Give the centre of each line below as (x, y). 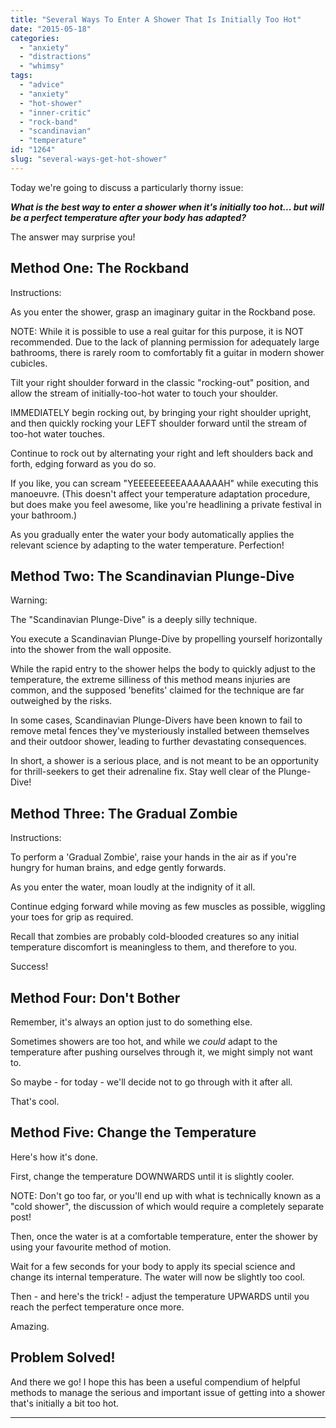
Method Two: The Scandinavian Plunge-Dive (152, 576)
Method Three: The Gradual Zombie (124, 813)
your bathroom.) (44, 515)
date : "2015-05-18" (51, 29)
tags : (21, 76)
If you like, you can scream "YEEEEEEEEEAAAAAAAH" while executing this (164, 483)
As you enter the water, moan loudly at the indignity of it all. (133, 887)
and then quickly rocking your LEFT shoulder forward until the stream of (159, 423)
